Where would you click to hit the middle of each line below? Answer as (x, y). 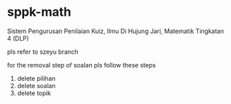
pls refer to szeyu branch (43, 52)
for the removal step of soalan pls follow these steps (82, 65)
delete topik (34, 93)
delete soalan (36, 85)
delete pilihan (36, 78)
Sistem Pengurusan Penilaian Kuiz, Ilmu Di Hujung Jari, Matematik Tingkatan (115, 31)
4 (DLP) (18, 38)
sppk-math (39, 12)
